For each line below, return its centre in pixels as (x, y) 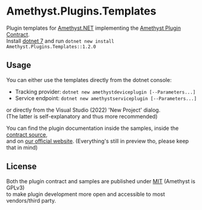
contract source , (27, 134)
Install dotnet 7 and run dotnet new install (60, 41)
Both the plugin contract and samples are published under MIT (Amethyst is (101, 181)
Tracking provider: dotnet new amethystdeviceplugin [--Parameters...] (105, 92)
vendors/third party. (31, 200)
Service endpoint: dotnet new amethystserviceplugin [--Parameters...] (106, 98)
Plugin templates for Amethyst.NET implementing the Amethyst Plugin (93, 28)
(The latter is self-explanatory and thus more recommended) (82, 116)
